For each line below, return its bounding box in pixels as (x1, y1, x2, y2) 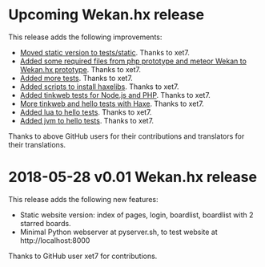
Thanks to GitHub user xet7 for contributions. (8, 251, 158, 261)
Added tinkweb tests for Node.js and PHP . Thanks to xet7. (19, 90, 211, 99)
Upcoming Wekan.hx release (8, 6, 205, 24)
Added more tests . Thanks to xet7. (19, 73, 134, 83)
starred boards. (19, 218, 71, 228)
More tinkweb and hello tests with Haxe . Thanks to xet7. (19, 99, 204, 108)
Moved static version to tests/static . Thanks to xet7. (19, 47, 191, 57)
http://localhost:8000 (19, 235, 90, 245)
